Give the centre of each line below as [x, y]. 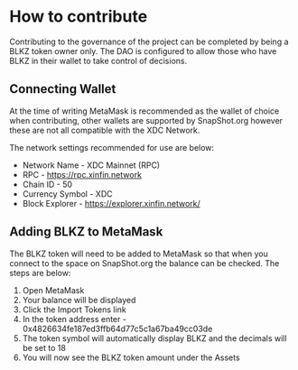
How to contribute [79, 17]
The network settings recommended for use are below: [112, 147]
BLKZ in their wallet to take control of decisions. [98, 60]
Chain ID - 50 [47, 184]
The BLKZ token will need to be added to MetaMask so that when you [139, 254]
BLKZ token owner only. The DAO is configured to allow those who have [143, 51]
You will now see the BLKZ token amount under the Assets [131, 357]
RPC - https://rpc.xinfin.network [82, 174]
